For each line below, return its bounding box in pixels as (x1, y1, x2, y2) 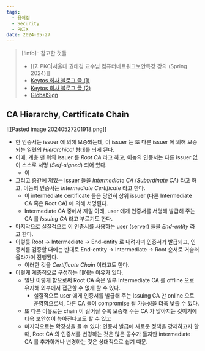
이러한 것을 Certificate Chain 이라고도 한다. (24, 261, 130, 268)
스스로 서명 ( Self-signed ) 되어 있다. (21, 161, 107, 168)
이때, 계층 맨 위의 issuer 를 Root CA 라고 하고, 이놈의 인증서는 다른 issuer (15, 153, 192, 160)
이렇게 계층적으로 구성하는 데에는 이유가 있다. (15, 269, 124, 276)
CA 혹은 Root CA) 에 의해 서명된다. (24, 199, 108, 207)
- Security (12, 20, 40, 26)
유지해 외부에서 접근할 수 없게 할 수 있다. (24, 284, 121, 291)
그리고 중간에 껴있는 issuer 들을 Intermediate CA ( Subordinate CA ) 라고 (15, 176, 191, 184)
